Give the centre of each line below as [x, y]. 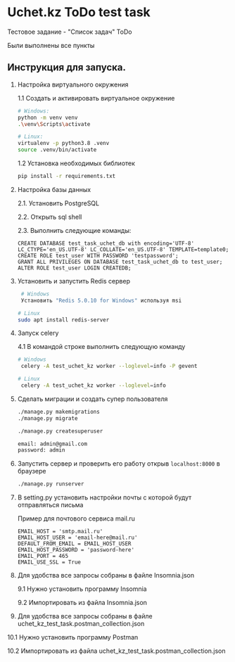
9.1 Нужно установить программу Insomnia [82, 589]
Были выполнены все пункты [51, 45]
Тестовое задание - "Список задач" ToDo [70, 32]
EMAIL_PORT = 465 [43, 556]
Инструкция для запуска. [67, 68]
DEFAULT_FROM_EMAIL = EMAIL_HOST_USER [74, 544]
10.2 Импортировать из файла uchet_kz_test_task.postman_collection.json [117, 651]
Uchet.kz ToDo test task [79, 12]
